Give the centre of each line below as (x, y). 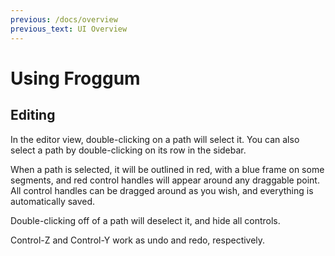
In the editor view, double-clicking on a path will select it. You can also (155, 139)
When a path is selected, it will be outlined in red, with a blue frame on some (167, 169)
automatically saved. (53, 201)
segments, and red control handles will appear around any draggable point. (165, 180)
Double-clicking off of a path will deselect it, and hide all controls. (145, 220)
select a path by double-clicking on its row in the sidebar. (128, 150)
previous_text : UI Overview (69, 29)
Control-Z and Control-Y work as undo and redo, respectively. (138, 240)
